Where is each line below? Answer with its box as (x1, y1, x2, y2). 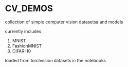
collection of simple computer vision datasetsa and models (5, 19, 123, 25)
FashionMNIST (12, 43, 42, 49)
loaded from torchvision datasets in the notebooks (5, 57, 106, 63)
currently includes (5, 28, 41, 34)
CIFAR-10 (12, 48, 31, 54)
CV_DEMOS (5, 3, 53, 14)
